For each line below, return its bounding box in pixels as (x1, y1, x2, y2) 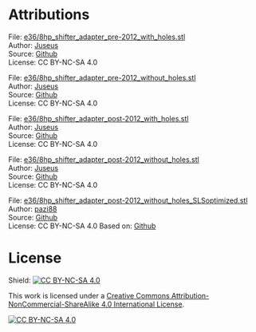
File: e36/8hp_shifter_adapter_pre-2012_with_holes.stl (8, 32, 186, 41)
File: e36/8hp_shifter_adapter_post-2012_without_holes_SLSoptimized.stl (8, 196, 248, 205)
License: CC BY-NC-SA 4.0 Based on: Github (8, 221, 156, 231)
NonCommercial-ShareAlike (8, 299, 100, 309)
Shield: (8, 275, 31, 285)
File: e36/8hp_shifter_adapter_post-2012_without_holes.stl (8, 154, 199, 164)
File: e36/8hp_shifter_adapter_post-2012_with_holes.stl (8, 113, 189, 123)
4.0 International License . (100, 299, 185, 309)
